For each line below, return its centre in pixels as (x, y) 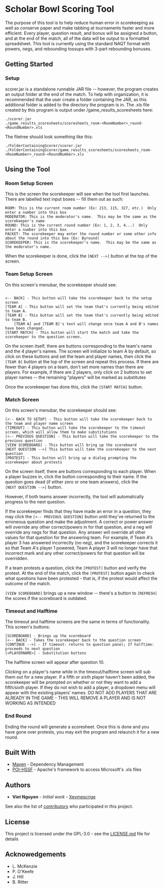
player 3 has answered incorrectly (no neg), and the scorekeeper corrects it (82, 542)
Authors (18, 785)
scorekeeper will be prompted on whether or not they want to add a (73, 682)
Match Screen (22, 399)
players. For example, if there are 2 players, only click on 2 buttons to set (79, 372)
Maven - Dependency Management (48, 764)
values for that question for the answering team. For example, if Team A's (79, 537)
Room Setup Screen (29, 183)
